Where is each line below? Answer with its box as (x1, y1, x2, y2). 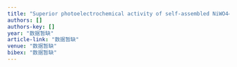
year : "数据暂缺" (7, 29, 54, 37)
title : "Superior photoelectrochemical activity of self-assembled (7, 10, 210, 17)
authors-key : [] (7, 23, 55, 30)
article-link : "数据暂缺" (7, 36, 80, 43)
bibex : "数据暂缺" (7, 50, 58, 57)
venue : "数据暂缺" (7, 43, 58, 50)
